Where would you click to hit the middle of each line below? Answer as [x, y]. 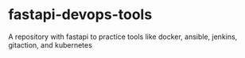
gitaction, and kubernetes [51, 44]
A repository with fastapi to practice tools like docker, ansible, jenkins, [123, 37]
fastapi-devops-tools [80, 15]
